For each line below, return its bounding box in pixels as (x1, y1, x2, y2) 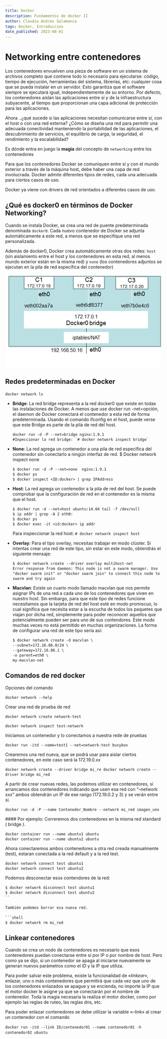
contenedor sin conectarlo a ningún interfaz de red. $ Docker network (12, 451, 157, 457)
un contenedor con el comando (5, 1014, 70, 1020)
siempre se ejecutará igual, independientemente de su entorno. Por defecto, (5, 89, 162, 95)
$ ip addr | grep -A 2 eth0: (12, 511, 73, 516)
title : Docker (5, 8, 35, 13)
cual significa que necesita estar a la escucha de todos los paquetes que (12, 606, 163, 612)
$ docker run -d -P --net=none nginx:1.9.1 (12, 466, 107, 472)
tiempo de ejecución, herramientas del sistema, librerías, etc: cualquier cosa (5, 79, 162, 85)
